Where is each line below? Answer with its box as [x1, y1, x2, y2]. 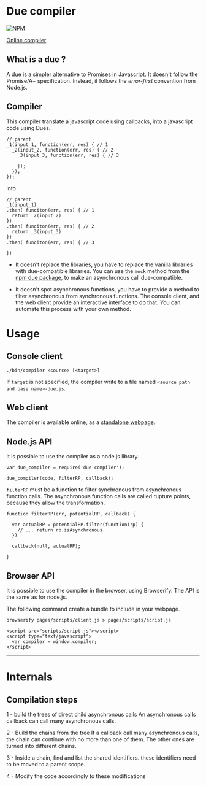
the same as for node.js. [6, 593, 67, 601]
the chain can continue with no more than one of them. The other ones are [6, 736, 194, 743]
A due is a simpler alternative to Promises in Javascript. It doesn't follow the [6, 71, 198, 78]
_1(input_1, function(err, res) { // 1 [6, 141, 109, 148]
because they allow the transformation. [6, 499, 105, 507]
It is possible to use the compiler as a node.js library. [6, 453, 139, 460]
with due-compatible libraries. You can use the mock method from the [15, 267, 190, 274]
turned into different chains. [6, 742, 77, 749]
